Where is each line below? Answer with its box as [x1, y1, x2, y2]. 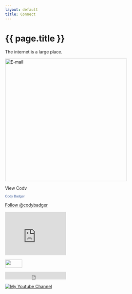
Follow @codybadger [5, 202, 48, 208]
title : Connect [5, 12, 36, 17]
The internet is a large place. [5, 49, 62, 55]
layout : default [5, 7, 38, 12]
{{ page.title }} [5, 33, 65, 44]
